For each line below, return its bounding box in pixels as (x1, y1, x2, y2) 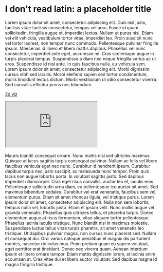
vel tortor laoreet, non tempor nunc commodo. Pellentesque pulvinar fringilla (5, 40, 158, 46)
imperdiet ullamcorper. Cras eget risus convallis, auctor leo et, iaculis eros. (5, 178, 155, 184)
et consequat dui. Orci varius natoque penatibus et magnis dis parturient (5, 235, 150, 241)
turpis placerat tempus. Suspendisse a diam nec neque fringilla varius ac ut (5, 56, 156, 61)
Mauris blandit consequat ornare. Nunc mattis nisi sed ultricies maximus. (5, 153, 151, 158)
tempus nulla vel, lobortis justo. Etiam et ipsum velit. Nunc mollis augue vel (5, 204, 155, 210)
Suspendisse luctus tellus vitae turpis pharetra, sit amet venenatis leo (5, 225, 145, 231)
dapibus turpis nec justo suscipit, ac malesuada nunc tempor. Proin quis (5, 168, 149, 174)
